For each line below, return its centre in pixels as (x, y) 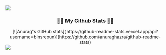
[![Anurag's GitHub (32, 32)
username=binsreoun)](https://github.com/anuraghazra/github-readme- (85, 37)
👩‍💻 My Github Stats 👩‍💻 (85, 21)
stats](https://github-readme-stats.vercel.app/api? (105, 32)
